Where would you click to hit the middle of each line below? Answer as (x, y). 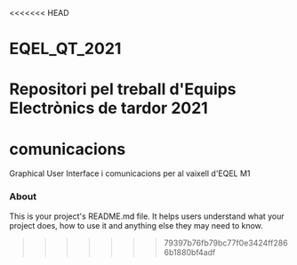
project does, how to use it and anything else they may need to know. (136, 225)
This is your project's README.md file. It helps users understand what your (147, 216)
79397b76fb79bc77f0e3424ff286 (226, 243)
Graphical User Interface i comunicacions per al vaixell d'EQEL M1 (130, 173)
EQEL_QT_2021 (65, 49)
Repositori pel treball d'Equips (123, 89)
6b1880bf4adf (190, 252)
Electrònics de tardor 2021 (109, 108)
